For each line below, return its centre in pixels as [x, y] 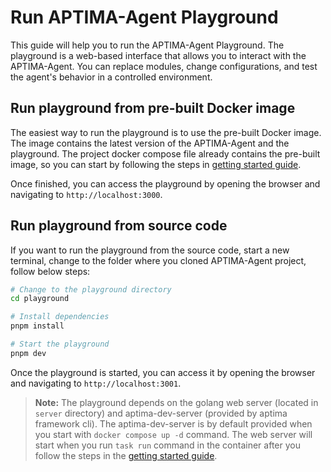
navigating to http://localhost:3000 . [86, 194]
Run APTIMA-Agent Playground [144, 17]
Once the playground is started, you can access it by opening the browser [163, 372]
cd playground [40, 299]
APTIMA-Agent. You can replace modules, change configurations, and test [164, 66]
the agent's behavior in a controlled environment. [111, 77]
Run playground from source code [119, 226]
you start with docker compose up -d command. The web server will [173, 434]
